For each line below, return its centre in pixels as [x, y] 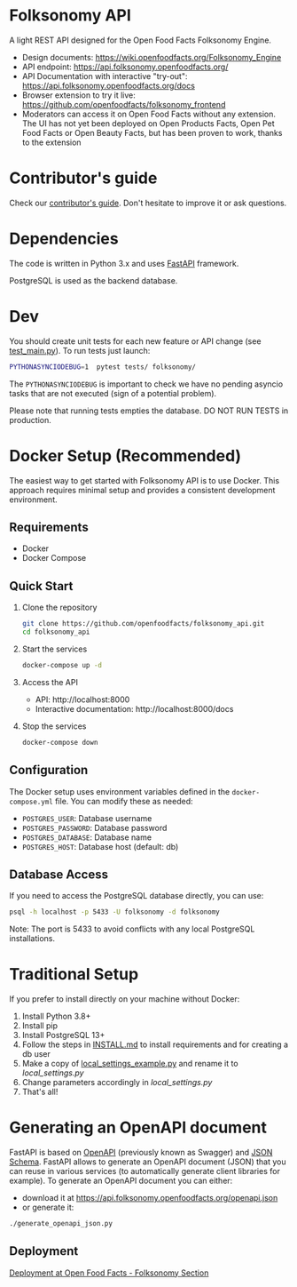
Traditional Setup [74, 975]
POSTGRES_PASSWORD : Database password [94, 827]
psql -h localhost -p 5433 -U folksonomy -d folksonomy [114, 912]
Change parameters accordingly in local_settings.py [117, 1083]
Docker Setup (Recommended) [125, 456]
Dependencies [64, 239]
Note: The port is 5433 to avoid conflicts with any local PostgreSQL [132, 929]
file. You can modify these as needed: [124, 801]
